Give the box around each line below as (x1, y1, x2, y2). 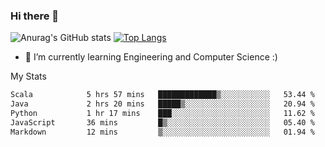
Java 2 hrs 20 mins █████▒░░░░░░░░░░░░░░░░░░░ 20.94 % (10, 99, 315, 109)
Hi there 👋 (10, 9, 60, 23)
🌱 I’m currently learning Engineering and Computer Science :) (24, 51, 278, 63)
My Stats (10, 70, 47, 83)
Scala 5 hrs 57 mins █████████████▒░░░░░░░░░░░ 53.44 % (10, 90, 315, 100)
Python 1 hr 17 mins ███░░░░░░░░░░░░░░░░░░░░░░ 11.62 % (10, 109, 315, 119)
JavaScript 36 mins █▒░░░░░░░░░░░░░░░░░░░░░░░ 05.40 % (10, 117, 315, 128)
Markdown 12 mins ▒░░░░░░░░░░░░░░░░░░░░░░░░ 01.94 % (10, 127, 315, 137)
